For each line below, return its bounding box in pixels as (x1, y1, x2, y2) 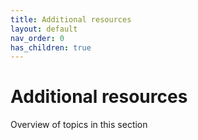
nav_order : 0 (10, 33, 65, 43)
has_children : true (10, 42, 92, 53)
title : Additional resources (10, 14, 132, 25)
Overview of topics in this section (10, 119, 148, 131)
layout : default (10, 24, 78, 34)
